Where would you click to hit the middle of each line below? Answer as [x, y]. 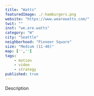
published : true [22, 74]
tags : [11, 56]
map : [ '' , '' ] [19, 51]
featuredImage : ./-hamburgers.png [41, 14]
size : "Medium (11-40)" [30, 47]
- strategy [25, 70]
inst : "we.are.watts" [27, 28]
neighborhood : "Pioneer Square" [38, 42]
